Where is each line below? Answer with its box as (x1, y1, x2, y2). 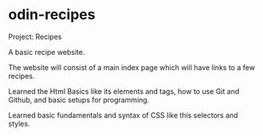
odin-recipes (8, 6, 96, 24)
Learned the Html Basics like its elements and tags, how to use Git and (8, 86, 240, 96)
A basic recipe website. (8, 47, 85, 56)
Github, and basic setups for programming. (8, 95, 150, 104)
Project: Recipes (8, 32, 62, 41)
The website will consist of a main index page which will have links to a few (8, 62, 255, 72)
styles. (8, 119, 30, 128)
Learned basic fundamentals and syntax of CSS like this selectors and (8, 110, 238, 120)
